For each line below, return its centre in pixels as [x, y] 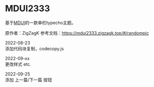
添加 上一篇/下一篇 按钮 [29, 80]
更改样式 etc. [18, 64]
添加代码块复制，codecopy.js [34, 48]
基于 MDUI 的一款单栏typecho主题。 [41, 22]
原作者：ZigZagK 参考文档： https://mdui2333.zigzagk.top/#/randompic [77, 33]
